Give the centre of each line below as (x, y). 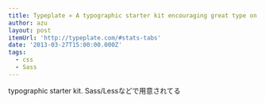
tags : (17, 52)
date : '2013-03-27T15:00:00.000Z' (65, 45)
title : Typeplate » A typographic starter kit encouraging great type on (133, 15)
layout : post (30, 30)
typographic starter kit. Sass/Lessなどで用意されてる (94, 90)
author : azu (28, 23)
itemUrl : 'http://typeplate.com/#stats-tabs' (84, 38)
